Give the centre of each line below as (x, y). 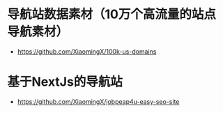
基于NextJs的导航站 (65, 82)
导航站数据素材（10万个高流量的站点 (111, 14)
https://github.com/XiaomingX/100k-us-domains (87, 51)
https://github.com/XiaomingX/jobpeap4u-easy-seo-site (98, 101)
